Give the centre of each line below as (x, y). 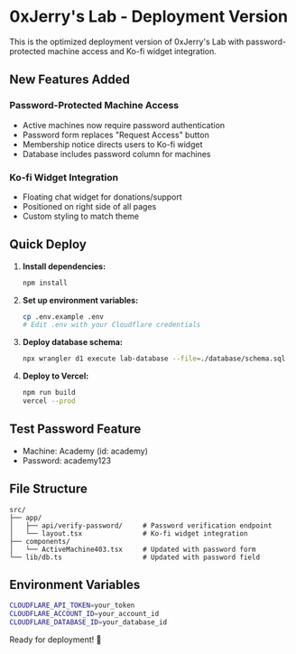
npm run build (49, 393)
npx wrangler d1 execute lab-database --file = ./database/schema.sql (154, 359)
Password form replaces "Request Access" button (116, 135)
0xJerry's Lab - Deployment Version (149, 17)
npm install (45, 283)
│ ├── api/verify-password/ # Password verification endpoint (141, 526)
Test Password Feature (75, 430)
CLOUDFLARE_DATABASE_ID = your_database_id (88, 622)
